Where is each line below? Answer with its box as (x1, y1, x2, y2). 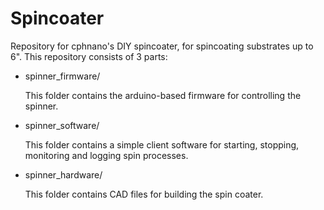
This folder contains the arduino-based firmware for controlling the (24, 89, 302, 101)
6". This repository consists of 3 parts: (10, 50, 168, 62)
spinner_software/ (24, 119, 100, 131)
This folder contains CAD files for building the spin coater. (24, 188, 264, 200)
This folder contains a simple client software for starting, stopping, (24, 138, 300, 151)
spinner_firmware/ (24, 70, 101, 82)
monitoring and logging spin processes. (24, 149, 189, 161)
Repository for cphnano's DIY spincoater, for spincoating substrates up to (10, 40, 314, 52)
